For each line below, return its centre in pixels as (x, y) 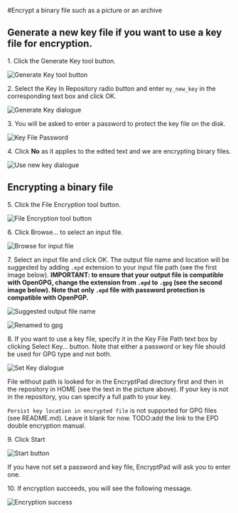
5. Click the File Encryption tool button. (64, 204)
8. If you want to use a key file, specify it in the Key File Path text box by (113, 339)
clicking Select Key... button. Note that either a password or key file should (117, 346)
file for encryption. (50, 44)
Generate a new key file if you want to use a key (115, 32)
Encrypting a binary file (60, 187)
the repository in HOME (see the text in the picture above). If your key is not (118, 389)
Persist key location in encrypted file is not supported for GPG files (112, 410)
